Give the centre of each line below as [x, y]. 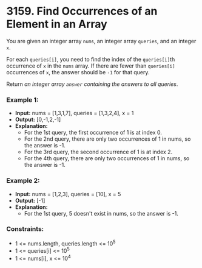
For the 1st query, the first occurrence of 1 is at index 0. [93, 133]
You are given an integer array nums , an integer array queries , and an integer [101, 41]
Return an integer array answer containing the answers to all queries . [92, 84]
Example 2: [23, 181]
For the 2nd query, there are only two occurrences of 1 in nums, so [107, 139]
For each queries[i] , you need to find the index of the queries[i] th [91, 59]
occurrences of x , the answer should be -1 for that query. [78, 72]
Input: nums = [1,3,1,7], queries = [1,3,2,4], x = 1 [74, 113]
